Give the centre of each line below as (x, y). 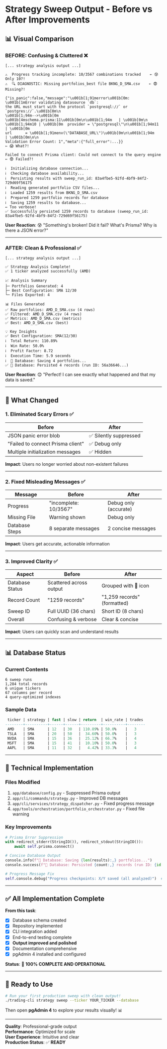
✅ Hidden (100, 452)
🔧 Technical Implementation (49, 768)
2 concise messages (132, 528)
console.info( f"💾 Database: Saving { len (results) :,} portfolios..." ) (79, 860)
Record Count (24, 600)
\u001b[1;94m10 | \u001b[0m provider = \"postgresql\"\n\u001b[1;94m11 (82, 124)
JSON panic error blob (34, 435)
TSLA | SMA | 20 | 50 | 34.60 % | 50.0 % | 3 (72, 734)
